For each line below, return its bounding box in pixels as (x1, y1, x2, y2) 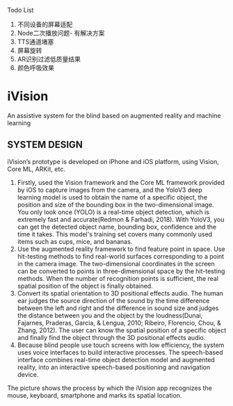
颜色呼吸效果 (17, 64, 54, 72)
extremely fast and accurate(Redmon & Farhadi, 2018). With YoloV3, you (17, 215, 225, 223)
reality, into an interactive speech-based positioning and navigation (17, 363, 211, 371)
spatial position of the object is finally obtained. (17, 282, 153, 290)
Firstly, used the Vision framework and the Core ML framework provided (17, 178, 225, 186)
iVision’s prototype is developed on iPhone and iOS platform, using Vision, (7, 157, 219, 165)
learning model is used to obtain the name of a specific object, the (17, 193, 207, 201)
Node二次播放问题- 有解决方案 (17, 29, 105, 37)
